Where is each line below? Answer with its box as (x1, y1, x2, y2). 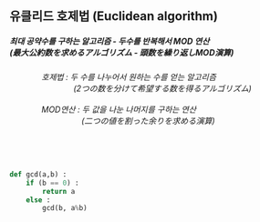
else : (26, 195, 51, 205)
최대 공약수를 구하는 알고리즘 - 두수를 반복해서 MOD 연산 (9, 35, 210, 46)
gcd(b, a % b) (42, 204, 88, 213)
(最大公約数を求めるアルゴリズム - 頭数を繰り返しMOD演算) (9, 46, 234, 57)
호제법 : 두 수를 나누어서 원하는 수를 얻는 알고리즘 (41, 72, 217, 83)
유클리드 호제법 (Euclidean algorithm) (9, 8, 219, 25)
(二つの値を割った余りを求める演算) (81, 116, 216, 126)
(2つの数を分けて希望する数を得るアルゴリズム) (73, 83, 253, 94)
